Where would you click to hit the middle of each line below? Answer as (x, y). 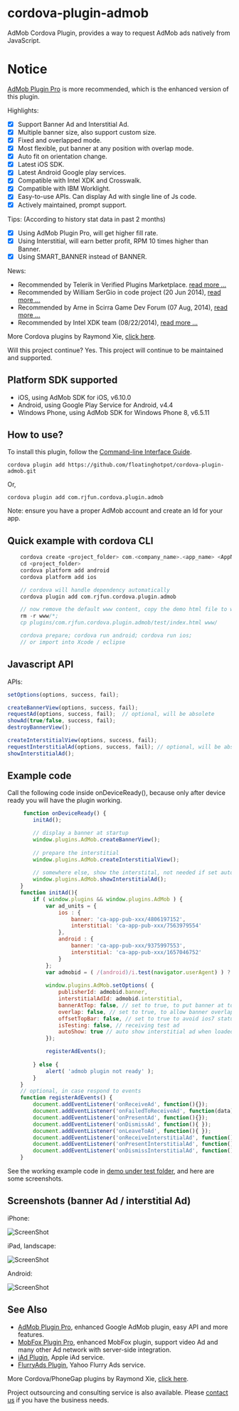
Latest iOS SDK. (41, 165)
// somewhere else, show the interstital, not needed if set (126, 873)
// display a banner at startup (81, 833)
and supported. (30, 357)
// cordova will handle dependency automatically (95, 590)
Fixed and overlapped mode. (59, 140)
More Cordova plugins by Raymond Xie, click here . (82, 336)
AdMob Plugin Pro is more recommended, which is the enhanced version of (118, 89)
